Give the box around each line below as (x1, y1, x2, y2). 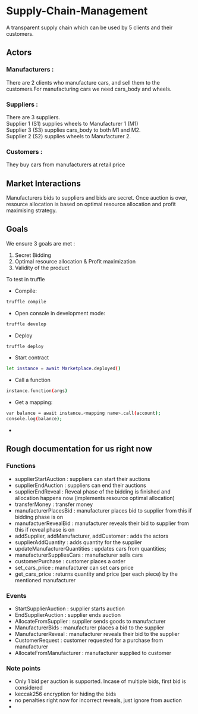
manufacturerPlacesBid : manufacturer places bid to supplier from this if (14, 507, 192, 514)
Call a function (14, 377, 51, 384)
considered (14, 684, 43, 691)
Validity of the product (14, 264, 70, 271)
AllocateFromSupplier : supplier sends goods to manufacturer (14, 617, 166, 625)
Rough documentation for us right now (6, 444, 153, 454)
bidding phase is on (14, 513, 64, 520)
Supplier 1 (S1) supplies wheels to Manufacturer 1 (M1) (6, 120, 139, 127)
